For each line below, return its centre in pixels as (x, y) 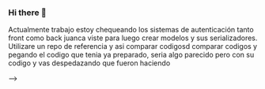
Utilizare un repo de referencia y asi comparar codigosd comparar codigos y (133, 46)
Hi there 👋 (28, 13)
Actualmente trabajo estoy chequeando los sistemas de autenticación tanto (131, 30)
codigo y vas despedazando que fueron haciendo (89, 63)
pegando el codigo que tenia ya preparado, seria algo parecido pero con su (131, 55)
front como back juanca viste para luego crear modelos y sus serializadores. (133, 38)
